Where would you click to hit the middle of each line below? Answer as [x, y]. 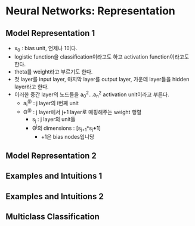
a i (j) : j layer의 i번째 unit [51, 103]
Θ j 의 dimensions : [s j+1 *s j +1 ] [66, 128]
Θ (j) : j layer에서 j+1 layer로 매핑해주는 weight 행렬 [82, 111]
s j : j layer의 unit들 [54, 120]
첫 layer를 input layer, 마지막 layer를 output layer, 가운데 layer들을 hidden [102, 79]
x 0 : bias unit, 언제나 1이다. [46, 49]
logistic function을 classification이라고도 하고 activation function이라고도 [101, 56]
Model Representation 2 [51, 156]
